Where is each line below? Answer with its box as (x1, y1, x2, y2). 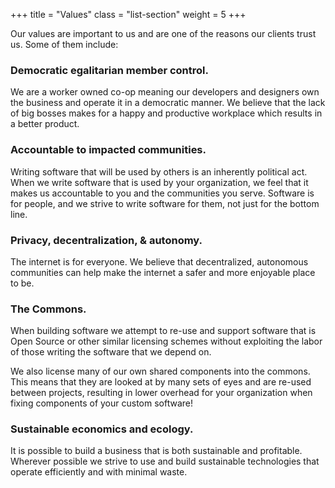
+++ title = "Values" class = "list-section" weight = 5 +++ (10, 9, 247, 20)
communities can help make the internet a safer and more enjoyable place (10, 266, 316, 278)
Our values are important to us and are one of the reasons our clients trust (10, 28, 317, 39)
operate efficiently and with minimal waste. (10, 466, 188, 478)
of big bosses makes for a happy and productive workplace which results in (10, 107, 323, 119)
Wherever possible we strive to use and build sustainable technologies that (10, 455, 320, 468)
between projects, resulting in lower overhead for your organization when (10, 387, 313, 399)
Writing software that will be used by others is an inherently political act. (10, 165, 308, 178)
